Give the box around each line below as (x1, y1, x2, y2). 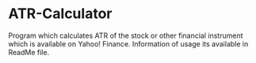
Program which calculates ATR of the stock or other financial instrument (8, 31, 243, 40)
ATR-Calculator (8, 5, 113, 23)
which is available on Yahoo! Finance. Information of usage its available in (8, 39, 249, 48)
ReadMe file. (8, 47, 50, 57)
